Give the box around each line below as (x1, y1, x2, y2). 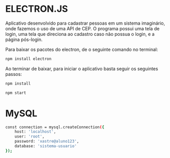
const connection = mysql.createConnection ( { (5, 124, 104, 130)
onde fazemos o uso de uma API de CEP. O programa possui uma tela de (5, 25, 160, 31)
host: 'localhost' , (14, 129, 56, 134)
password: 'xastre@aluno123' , (14, 139, 80, 144)
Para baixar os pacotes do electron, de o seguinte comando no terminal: (5, 46, 158, 52)
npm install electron (5, 56, 52, 62)
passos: (5, 71, 22, 77)
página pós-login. (5, 36, 43, 43)
